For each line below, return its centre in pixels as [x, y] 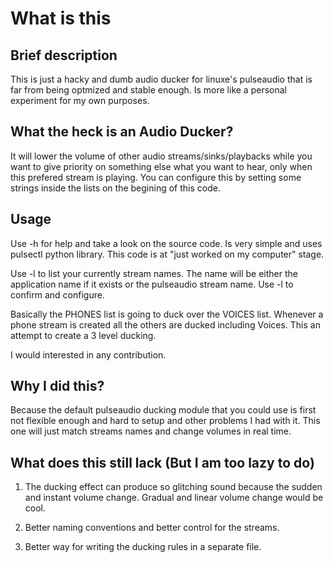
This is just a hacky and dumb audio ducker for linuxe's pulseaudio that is [161, 79]
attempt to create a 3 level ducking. [83, 335]
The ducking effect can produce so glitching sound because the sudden [173, 487]
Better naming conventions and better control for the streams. [152, 528]
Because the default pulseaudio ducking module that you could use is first [163, 410]
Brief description [64, 55]
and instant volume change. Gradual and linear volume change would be [174, 498]
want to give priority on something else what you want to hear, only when [161, 166]
